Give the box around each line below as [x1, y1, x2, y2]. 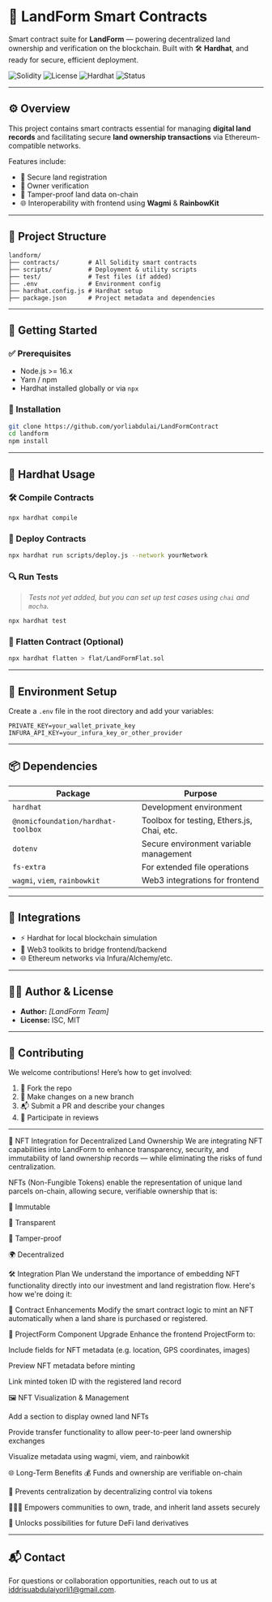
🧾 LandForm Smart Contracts [8, 7, 208, 26]
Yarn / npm [19, 375, 57, 385]
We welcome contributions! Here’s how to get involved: [8, 1068, 193, 1077]
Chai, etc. [141, 824, 178, 836]
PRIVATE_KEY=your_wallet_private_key [8, 722, 136, 730]
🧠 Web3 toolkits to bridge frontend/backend [19, 944, 168, 954]
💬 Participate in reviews [19, 1112, 100, 1123]
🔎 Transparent [8, 1218, 56, 1228]
